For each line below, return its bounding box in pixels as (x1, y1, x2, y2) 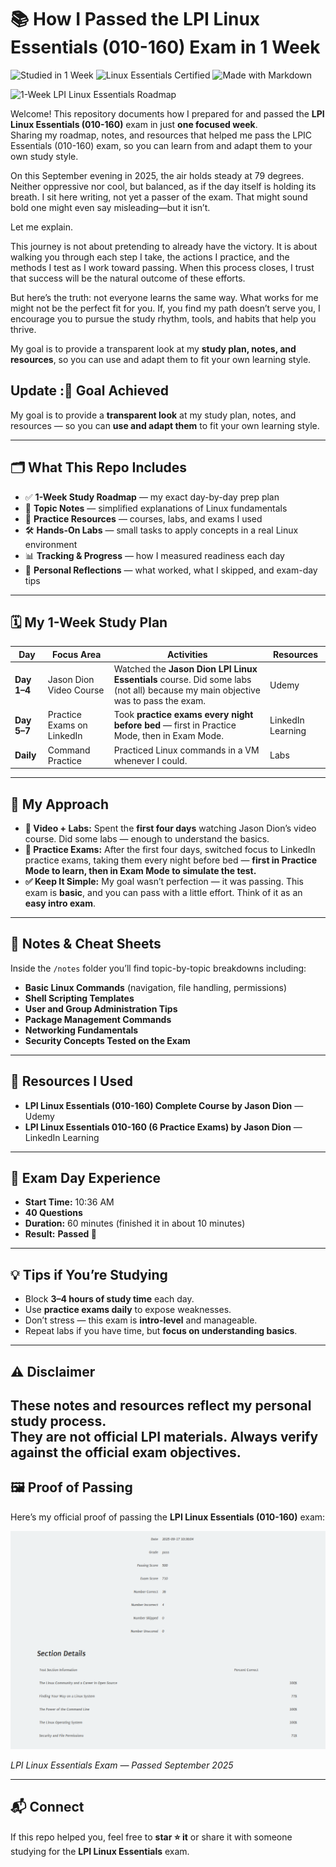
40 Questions (24, 1207, 83, 1219)
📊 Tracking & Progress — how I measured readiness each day (24, 549, 285, 561)
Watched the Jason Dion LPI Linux (113, 663, 258, 675)
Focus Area (52, 648, 102, 660)
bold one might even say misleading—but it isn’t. (10, 201, 211, 213)
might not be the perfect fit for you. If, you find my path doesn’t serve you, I (10, 302, 321, 314)
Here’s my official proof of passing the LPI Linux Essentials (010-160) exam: (10, 1511, 326, 1523)
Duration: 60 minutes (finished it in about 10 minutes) (24, 1217, 246, 1230)
